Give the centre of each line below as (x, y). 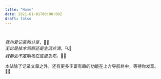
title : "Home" (20, 9)
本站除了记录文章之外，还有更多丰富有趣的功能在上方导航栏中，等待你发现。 (82, 66)
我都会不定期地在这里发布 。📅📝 (36, 56)
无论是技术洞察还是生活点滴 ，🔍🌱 (39, 48)
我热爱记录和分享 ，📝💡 (27, 42)
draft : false (18, 18)
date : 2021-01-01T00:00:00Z (34, 14)
